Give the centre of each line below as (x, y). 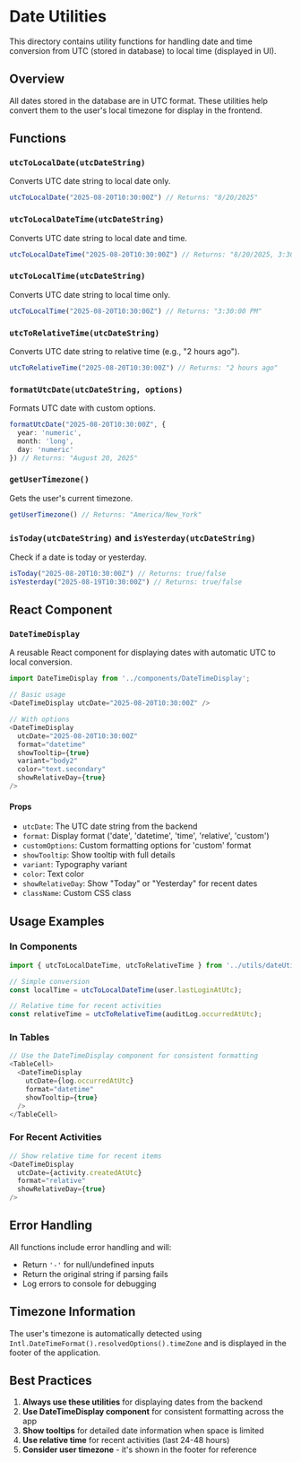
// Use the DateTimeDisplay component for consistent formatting (133, 1056)
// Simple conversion (50, 981)
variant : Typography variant (75, 865)
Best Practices (51, 1381)
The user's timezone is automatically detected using (106, 1333)
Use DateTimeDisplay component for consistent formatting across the (153, 1412)
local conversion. (41, 662)
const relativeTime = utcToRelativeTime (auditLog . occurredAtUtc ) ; (136, 1014)
